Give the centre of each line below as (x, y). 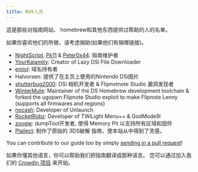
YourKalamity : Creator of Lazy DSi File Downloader (78, 62)
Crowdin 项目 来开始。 (46, 162)
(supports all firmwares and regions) (60, 103)
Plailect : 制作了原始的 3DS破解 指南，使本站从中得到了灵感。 (90, 131)
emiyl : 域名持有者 (36, 69)
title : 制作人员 (25, 12)
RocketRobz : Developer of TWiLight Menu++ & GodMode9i (88, 116)
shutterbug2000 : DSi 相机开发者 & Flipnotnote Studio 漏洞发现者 (94, 84)
